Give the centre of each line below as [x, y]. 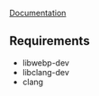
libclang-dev [46, 72]
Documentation [38, 13]
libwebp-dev [46, 63]
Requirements [49, 41]
